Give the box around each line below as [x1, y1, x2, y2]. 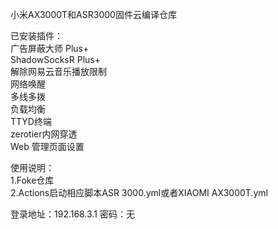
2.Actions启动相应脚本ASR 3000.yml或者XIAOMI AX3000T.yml [10, 187, 268, 198]
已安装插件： [10, 30, 63, 42]
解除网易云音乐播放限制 [10, 66, 107, 77]
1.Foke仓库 [10, 174, 55, 186]
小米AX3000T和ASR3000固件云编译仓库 [10, 9, 177, 20]
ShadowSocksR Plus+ [10, 54, 101, 65]
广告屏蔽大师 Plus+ [10, 43, 90, 54]
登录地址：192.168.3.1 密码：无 [10, 208, 135, 220]
